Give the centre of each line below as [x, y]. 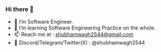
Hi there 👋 [20, 9]
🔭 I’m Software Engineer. [43, 22]
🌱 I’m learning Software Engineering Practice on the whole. [85, 28]
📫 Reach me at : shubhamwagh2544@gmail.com [73, 35]
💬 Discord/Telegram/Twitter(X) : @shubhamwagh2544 [79, 43]
